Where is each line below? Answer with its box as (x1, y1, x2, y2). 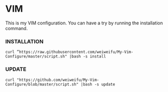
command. (5, 25, 28, 31)
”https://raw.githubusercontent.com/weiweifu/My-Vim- (16, 49, 134, 55)
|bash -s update (81, 82, 115, 87)
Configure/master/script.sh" (5, 54, 67, 59)
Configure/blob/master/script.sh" (5, 82, 79, 87)
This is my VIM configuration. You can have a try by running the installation (5, 20, 163, 26)
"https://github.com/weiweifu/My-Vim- (16, 77, 100, 82)
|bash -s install (69, 54, 106, 59)
